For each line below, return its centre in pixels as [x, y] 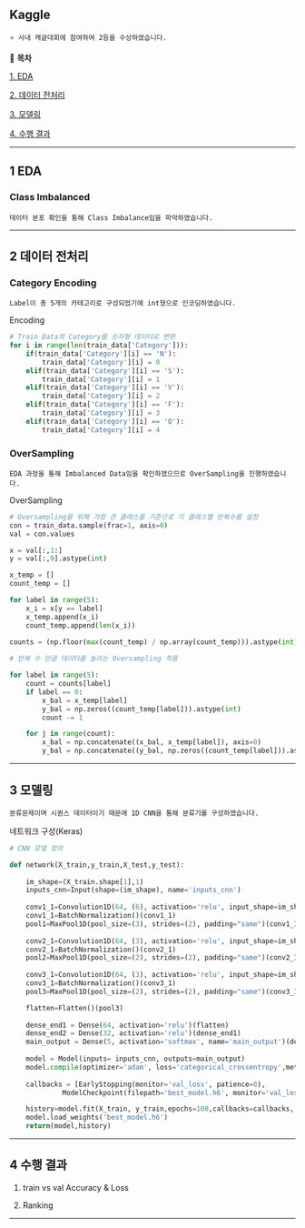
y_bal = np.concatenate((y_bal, [103, 751]
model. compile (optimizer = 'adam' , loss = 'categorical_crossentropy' [154, 1067]
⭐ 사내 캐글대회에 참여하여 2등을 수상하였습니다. [89, 37]
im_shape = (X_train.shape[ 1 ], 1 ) [85, 881]
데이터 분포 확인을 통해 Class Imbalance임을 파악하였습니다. [111, 217]
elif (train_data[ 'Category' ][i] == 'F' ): [105, 405]
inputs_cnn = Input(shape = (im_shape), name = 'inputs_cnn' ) [134, 891]
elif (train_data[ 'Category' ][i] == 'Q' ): [105, 421]
